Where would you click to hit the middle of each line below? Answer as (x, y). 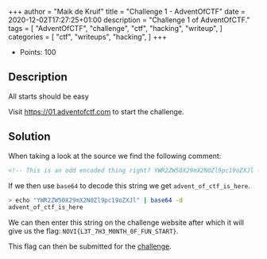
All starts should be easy (48, 96)
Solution (29, 137)
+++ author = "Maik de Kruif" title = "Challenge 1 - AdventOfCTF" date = (127, 12)
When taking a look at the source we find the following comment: (115, 156)
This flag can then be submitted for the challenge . (90, 246)
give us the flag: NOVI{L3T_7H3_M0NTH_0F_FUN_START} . (93, 231)
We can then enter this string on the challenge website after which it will (126, 222)
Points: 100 (38, 52)
